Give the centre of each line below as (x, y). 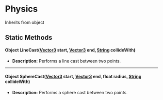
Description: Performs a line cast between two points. (66, 61)
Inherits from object (25, 22)
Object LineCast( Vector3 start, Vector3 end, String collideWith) (70, 50)
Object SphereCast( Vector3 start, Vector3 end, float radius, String (73, 77)
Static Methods (29, 38)
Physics (21, 9)
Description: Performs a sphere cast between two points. (70, 92)
